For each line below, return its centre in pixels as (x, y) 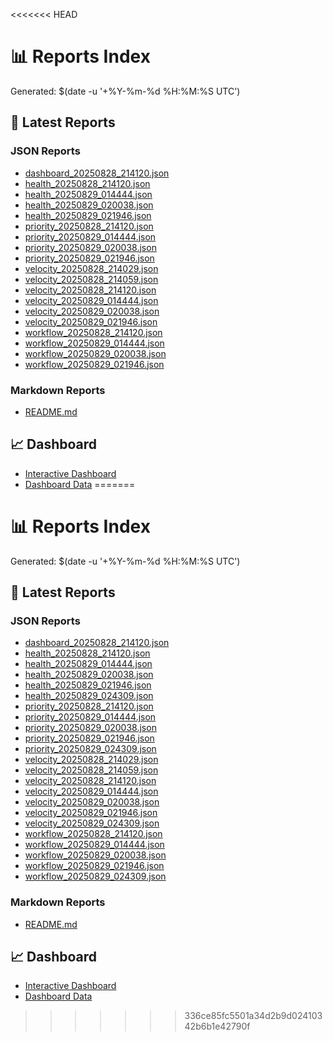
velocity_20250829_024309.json (92, 823)
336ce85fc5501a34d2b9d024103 (253, 1016)
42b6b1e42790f (217, 1026)
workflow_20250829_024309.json (95, 876)
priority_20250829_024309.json (90, 749)
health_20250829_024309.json (89, 696)
